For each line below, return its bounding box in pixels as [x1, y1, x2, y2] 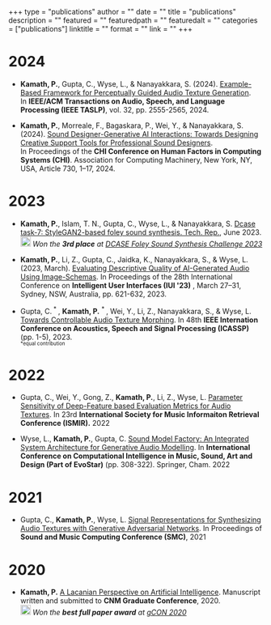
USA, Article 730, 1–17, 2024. [19, 164, 116, 173]
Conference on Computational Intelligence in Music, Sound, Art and [19, 451, 253, 461]
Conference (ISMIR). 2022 [19, 419, 111, 428]
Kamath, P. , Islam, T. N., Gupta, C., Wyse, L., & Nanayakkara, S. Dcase [19, 219, 256, 228]
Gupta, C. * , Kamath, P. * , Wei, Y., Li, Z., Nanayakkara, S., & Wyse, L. [19, 304, 252, 316]
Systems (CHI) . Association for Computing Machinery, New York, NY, [19, 155, 253, 164]
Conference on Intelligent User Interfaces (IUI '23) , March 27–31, [19, 280, 242, 290]
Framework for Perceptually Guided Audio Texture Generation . [43, 87, 252, 97]
